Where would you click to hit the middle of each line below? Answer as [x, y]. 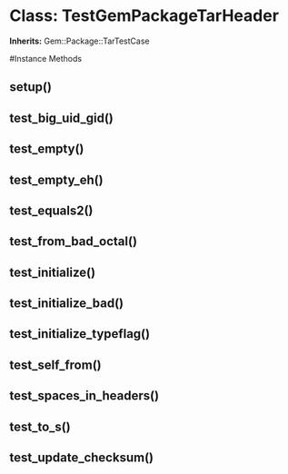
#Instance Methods [46, 58]
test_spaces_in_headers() [84, 396]
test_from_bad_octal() [74, 242]
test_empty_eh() [56, 179]
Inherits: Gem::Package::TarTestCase [79, 41]
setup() [31, 87]
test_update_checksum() [82, 458]
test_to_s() [40, 426]
